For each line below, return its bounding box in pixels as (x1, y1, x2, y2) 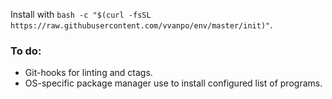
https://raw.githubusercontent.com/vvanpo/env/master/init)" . (10, 19, 273, 31)
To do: (10, 44, 42, 58)
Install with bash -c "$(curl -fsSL (10, 9, 152, 20)
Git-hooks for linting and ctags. (24, 67, 153, 79)
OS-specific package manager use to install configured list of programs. (24, 77, 323, 89)
